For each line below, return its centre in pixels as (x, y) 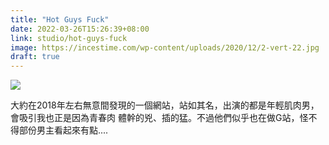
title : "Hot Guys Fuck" (60, 19)
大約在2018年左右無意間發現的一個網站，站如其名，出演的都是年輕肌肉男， (165, 105)
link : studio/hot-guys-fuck (69, 38)
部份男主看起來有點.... (63, 130)
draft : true (35, 57)
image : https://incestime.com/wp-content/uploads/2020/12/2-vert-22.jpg (165, 47)
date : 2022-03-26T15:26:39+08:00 (80, 29)
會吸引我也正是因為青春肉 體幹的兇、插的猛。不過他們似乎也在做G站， (155, 118)
